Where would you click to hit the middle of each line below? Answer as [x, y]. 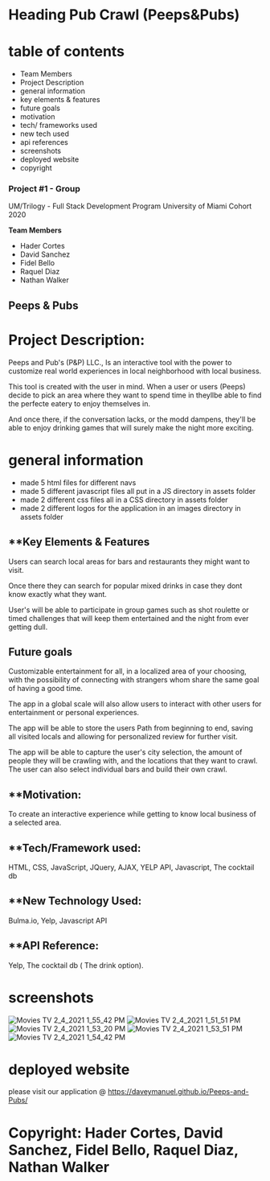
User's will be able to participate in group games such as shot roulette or [129, 610]
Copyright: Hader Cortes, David [116, 1133]
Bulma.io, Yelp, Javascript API [58, 920]
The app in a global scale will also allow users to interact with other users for [135, 704]
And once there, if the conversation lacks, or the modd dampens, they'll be [132, 419]
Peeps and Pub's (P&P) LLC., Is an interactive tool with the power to [120, 362]
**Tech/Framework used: [75, 848]
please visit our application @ [57, 1092]
